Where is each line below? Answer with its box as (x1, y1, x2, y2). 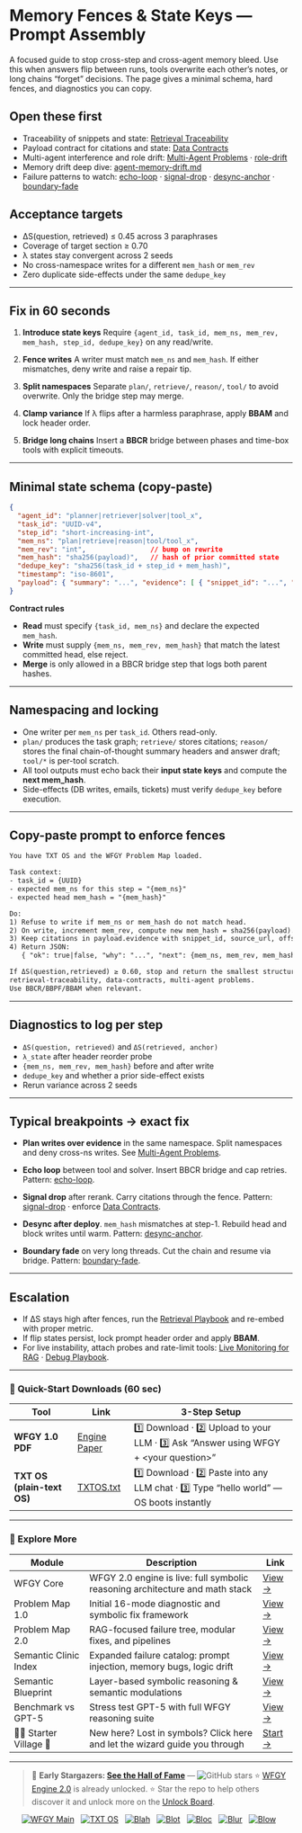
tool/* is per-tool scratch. (22, 755, 120, 765)
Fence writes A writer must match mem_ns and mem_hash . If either (22, 354, 259, 365)
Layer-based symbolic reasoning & (89, 1675, 238, 1687)
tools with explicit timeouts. (22, 444, 124, 455)
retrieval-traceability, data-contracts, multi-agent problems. (9, 975, 255, 985)
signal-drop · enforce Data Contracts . (22, 1202, 162, 1212)
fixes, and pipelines (89, 1634, 172, 1647)
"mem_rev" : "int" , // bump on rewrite (17, 545, 223, 554)
